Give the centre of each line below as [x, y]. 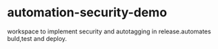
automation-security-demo [87, 13]
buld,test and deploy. [37, 38]
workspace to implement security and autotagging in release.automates [109, 31]
